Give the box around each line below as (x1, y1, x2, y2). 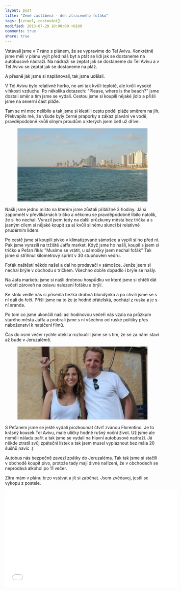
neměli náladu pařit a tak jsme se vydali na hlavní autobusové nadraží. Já (5, 435, 153, 441)
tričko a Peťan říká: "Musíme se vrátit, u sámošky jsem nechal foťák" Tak (5, 247, 152, 253)
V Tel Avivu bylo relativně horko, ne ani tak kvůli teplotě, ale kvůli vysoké (5, 83, 152, 89)
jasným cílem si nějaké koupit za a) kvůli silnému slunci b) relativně (5, 222, 140, 228)
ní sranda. (5, 302, 26, 308)
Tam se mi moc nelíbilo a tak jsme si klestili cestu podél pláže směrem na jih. (5, 108, 159, 114)
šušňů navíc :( (5, 445, 33, 451)
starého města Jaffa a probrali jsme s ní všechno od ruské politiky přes (5, 316, 148, 322)
